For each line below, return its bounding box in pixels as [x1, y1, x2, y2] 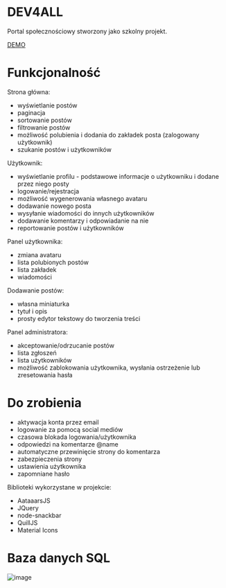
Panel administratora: [7, 327, 68, 336]
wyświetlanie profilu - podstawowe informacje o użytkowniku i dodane [17, 172, 220, 180]
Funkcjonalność [7, 65, 101, 80]
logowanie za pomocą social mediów [17, 425, 123, 433]
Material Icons [17, 526, 58, 534]
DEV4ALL [7, 4, 64, 20]
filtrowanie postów [17, 123, 71, 132]
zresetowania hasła [17, 370, 73, 379]
